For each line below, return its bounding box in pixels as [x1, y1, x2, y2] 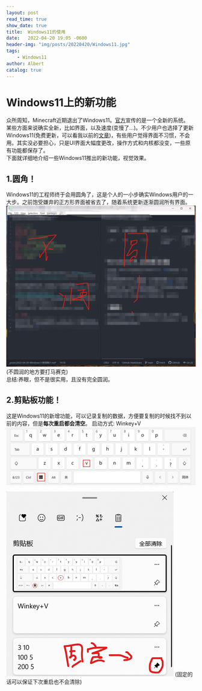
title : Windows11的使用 [6, 29, 66, 35]
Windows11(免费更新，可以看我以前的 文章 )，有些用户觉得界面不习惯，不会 [6, 132, 191, 139]
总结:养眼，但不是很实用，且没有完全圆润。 [6, 375, 114, 383]
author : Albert [6, 60, 44, 66]
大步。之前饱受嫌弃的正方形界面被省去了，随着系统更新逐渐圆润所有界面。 [6, 199, 191, 206]
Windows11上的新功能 [6, 95, 117, 109]
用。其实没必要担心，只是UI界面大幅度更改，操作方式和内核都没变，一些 [6, 139, 186, 147]
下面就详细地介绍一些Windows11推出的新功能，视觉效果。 [6, 154, 150, 162]
